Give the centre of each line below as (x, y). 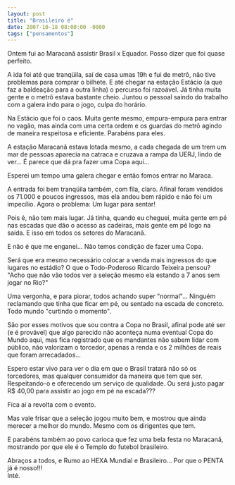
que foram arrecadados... (44, 355)
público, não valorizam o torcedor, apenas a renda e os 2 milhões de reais (114, 348)
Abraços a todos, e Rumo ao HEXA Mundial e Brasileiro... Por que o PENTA (115, 461)
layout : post (26, 14)
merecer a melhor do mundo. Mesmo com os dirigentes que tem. (101, 426)
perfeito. (20, 61)
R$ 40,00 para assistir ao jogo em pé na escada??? (82, 391)
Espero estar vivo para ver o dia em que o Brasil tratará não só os (102, 369)
